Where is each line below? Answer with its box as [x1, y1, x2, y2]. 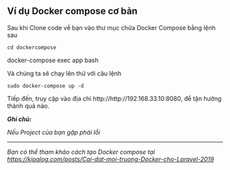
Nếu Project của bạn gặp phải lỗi [7, 128, 101, 136]
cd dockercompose [7, 44, 57, 51]
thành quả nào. [7, 102, 50, 110]
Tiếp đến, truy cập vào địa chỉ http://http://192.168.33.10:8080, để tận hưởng [7, 94, 222, 102]
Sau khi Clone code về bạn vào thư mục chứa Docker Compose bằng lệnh [7, 23, 216, 31]
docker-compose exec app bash [7, 56, 99, 64]
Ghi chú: [7, 115, 32, 123]
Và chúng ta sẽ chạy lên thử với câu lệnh [7, 69, 122, 77]
